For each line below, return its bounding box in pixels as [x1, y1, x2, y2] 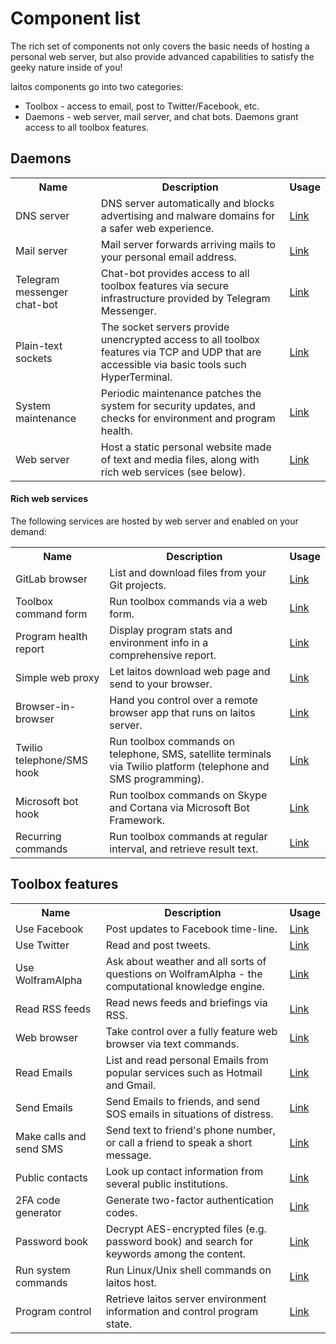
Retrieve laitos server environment [105, 1292, 267, 1306]
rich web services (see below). [100, 465, 246, 479]
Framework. [109, 813, 166, 827]
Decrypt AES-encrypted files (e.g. [105, 1222, 267, 1236]
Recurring [15, 829, 62, 843]
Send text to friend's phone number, [105, 1123, 276, 1137]
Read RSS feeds [15, 1002, 92, 1016]
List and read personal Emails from [105, 1053, 269, 1067]
